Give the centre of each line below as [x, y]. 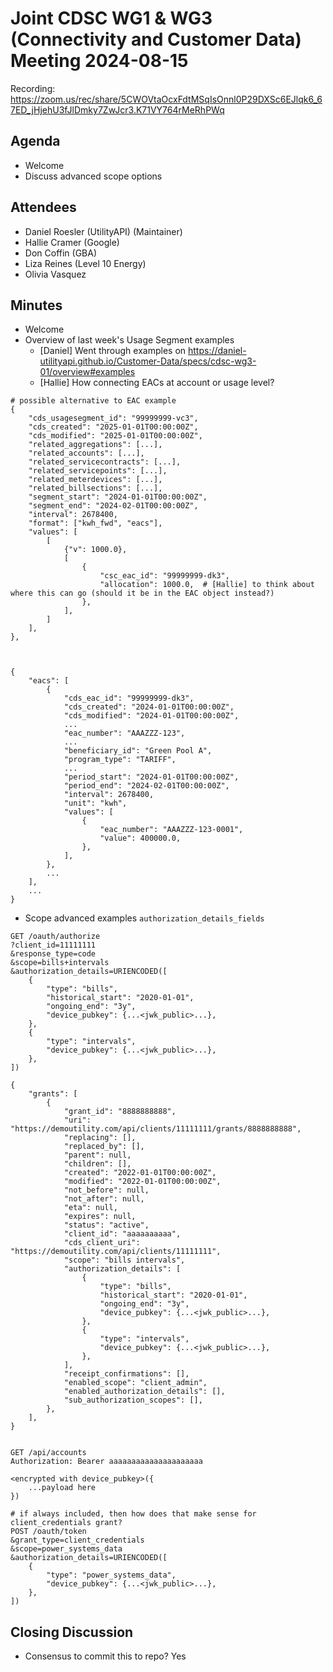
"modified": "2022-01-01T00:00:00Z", [142, 1182]
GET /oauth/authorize [55, 937]
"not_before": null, [106, 1190]
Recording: [33, 88]
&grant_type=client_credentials [77, 1540]
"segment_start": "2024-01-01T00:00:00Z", [118, 497]
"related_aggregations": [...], [95, 445]
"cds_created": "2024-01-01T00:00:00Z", [149, 707]
